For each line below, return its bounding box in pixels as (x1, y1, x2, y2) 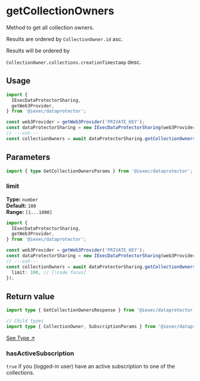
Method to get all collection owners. (6, 24, 94, 31)
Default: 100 (6, 202, 36, 209)
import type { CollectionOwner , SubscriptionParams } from (6, 324, 156, 330)
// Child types (6, 318, 44, 324)
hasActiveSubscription (6, 349, 74, 357)
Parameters (6, 152, 51, 162)
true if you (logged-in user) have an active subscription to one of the (6, 363, 176, 370)
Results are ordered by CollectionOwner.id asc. (6, 35, 123, 42)
